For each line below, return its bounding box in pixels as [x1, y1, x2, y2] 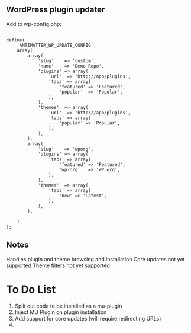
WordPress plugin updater [6, 5, 105, 15]
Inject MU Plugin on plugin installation [14, 308, 107, 316]
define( [6, 37, 25, 43]
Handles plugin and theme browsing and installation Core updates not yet [6, 255, 185, 262]
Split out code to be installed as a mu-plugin [14, 302, 122, 309]
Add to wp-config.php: [6, 20, 62, 27]
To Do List [6, 283, 56, 296]
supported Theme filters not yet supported [6, 262, 111, 269]
